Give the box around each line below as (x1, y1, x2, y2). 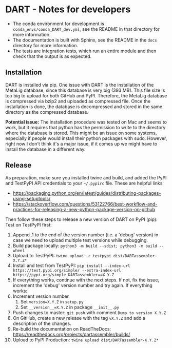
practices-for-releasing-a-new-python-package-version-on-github (12, 206, 156, 212)
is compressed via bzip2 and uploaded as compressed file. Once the (5, 98, 150, 104)
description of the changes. (12, 320, 71, 326)
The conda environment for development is (12, 21, 104, 27)
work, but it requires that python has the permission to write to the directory (5, 124, 166, 130)
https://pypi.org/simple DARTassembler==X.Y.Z (12, 272, 114, 277)
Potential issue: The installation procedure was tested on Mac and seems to (5, 119, 167, 125)
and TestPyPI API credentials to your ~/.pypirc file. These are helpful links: (5, 180, 164, 186)
